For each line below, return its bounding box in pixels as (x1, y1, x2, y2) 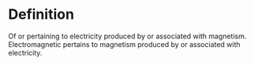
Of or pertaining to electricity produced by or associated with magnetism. (8, 31, 247, 41)
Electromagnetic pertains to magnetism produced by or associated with (8, 39, 241, 49)
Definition (8, 5, 75, 23)
